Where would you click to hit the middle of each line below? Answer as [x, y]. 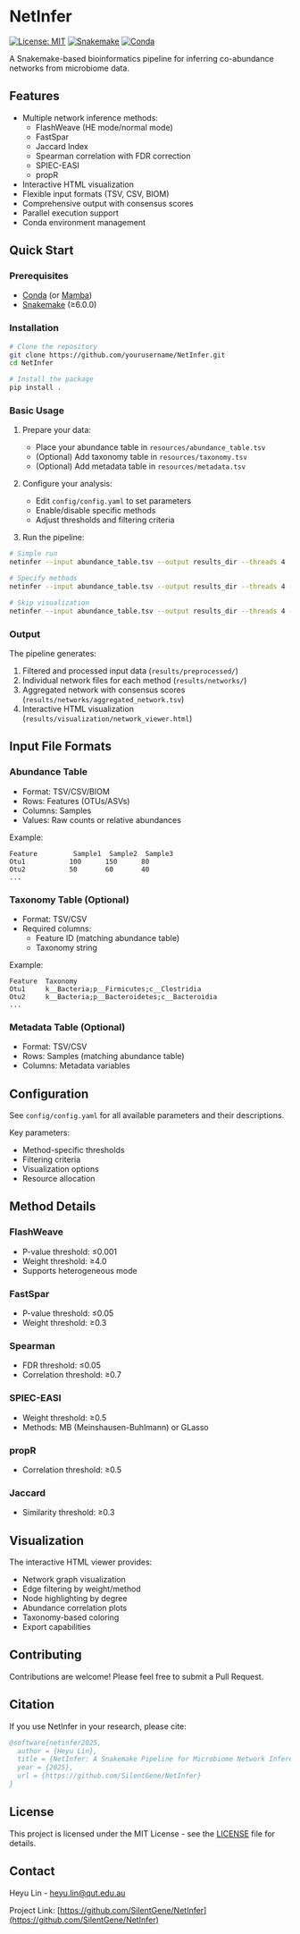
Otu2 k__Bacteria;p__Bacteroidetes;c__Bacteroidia [113, 997]
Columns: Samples [57, 810]
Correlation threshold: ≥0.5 [72, 1470]
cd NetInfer [31, 363]
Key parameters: [39, 1132]
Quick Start [42, 251]
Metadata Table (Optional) [67, 1027]
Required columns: [57, 929]
